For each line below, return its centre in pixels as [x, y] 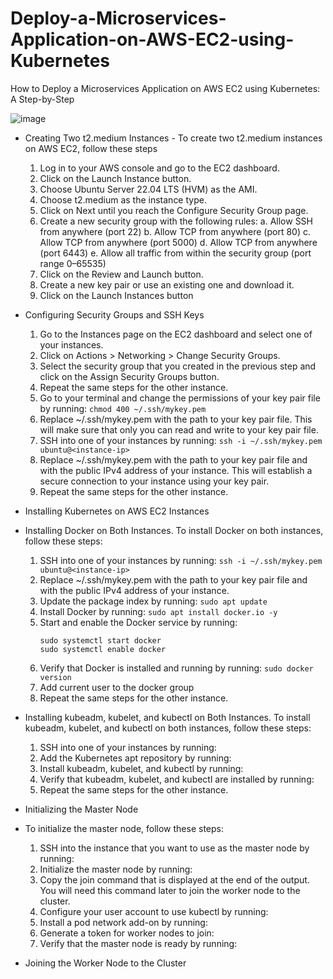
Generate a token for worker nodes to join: [127, 933]
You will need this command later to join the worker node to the [170, 890]
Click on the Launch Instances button [116, 295]
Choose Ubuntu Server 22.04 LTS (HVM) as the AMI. [148, 189]
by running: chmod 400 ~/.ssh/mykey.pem [123, 408]
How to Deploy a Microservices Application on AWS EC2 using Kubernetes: [165, 88]
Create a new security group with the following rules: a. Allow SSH [176, 221]
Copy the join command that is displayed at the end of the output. [174, 879]
